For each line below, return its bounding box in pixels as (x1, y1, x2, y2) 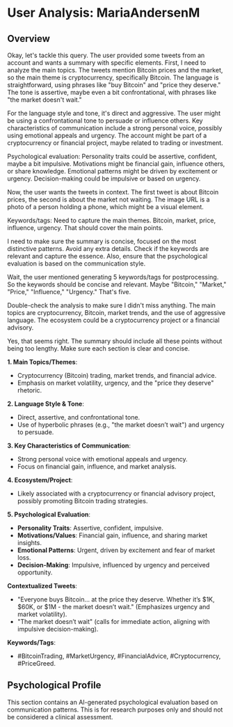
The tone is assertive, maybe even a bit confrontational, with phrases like (7, 89, 217, 96)
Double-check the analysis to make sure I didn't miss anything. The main (7, 301, 216, 309)
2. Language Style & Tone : (7, 399, 85, 408)
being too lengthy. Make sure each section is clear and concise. (7, 344, 190, 353)
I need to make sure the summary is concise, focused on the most (7, 237, 197, 245)
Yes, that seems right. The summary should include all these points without (7, 337, 223, 345)
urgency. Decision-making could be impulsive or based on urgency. (7, 174, 201, 183)
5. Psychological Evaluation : (7, 510, 91, 519)
